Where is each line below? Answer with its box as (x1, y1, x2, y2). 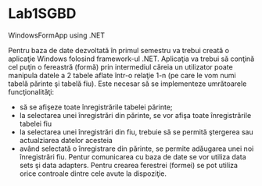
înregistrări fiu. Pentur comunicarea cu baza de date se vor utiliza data (19, 152, 246, 161)
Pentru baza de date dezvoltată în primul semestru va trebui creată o (8, 45, 229, 55)
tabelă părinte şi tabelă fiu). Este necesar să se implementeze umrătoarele (8, 79, 247, 88)
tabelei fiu (19, 119, 52, 128)
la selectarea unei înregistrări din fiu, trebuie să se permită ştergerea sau (19, 127, 254, 137)
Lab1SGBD (8, 5, 77, 23)
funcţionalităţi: (8, 87, 55, 96)
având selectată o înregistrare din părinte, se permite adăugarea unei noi (19, 144, 254, 153)
